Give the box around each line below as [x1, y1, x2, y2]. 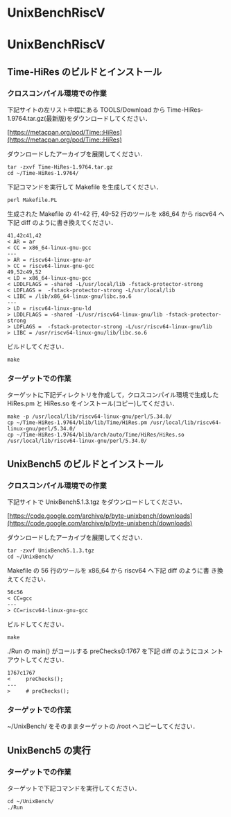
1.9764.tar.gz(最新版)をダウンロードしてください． [7, 115, 151, 123]
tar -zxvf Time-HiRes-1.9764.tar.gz [7, 164, 113, 171]
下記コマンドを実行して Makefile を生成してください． [7, 183, 162, 192]
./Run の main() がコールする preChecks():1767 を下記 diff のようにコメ [7, 647, 209, 655]
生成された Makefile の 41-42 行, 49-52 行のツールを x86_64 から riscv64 [7, 210, 217, 218]
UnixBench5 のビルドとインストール [7, 458, 164, 470]
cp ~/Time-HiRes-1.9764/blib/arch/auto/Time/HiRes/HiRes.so [7, 432, 185, 439]
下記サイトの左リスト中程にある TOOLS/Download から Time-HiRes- [7, 106, 203, 114]
